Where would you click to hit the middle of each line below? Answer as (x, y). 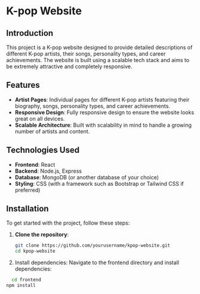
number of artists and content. (52, 131)
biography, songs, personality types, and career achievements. (92, 106)
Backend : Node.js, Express (48, 171)
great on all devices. (40, 118)
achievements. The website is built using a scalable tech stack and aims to (98, 60)
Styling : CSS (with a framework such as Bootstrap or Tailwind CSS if (99, 183)
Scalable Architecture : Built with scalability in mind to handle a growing (103, 125)
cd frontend (27, 280)
